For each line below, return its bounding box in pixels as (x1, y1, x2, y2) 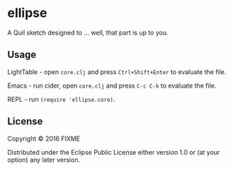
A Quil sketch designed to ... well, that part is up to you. (7, 28, 169, 37)
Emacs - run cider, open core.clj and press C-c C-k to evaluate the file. (7, 81, 217, 90)
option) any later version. (7, 155, 80, 164)
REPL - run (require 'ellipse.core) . (7, 95, 115, 103)
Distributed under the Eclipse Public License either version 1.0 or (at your (7, 148, 220, 156)
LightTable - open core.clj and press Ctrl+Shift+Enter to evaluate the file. (7, 67, 227, 76)
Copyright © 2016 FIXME (7, 134, 81, 143)
